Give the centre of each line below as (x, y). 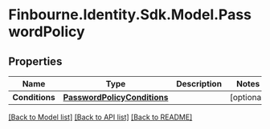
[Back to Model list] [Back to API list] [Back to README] (100, 117)
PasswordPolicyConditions (116, 97)
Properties (35, 61)
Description (199, 84)
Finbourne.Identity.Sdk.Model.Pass (130, 15)
